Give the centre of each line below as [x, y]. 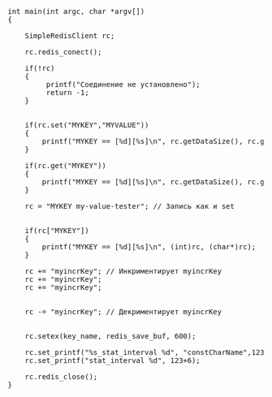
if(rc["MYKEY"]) [57, 231]
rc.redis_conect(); [63, 52]
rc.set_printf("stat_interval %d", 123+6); [112, 360]
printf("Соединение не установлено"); [123, 84]
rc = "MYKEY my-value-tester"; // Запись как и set [130, 206]
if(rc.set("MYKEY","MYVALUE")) [87, 125]
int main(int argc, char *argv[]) [76, 11]
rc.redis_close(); [61, 377]
